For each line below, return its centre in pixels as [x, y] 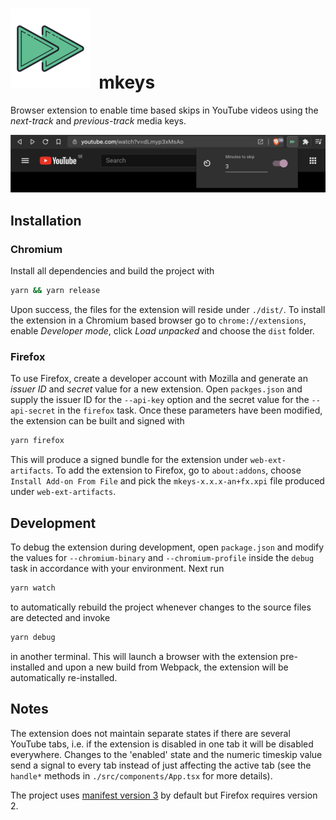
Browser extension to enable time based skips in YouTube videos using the [164, 110]
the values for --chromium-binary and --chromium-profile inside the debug [162, 558]
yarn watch [33, 588]
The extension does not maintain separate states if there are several [150, 733]
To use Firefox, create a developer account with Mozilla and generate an [159, 379]
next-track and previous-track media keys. [98, 120]
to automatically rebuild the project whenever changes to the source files [161, 607]
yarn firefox [37, 441]
